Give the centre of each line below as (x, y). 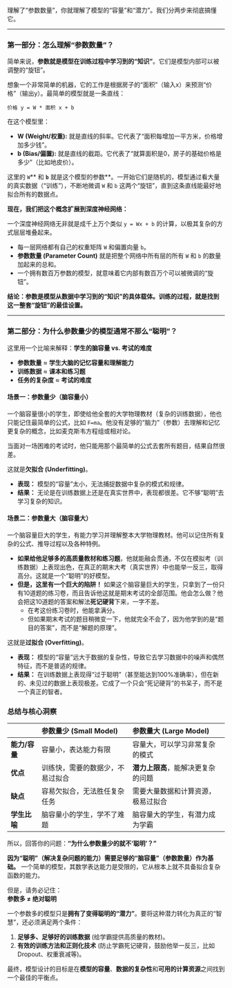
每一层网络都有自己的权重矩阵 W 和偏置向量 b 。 (83, 247)
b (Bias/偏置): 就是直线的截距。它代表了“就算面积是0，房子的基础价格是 (119, 154)
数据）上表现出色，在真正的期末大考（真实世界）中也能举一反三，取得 (123, 567)
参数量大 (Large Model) (171, 731)
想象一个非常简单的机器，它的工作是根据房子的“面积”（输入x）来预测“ (107, 85)
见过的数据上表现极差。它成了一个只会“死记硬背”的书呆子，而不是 (129, 683)
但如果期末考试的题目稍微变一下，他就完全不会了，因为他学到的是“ (123, 619)
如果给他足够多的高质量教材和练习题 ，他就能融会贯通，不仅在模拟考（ (117, 558)
